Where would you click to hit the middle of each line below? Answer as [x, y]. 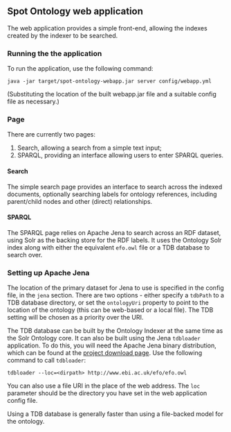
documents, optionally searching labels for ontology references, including [112, 194]
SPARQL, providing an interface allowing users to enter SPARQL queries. [120, 155]
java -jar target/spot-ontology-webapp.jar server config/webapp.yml [110, 81]
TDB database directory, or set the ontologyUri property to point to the [108, 303]
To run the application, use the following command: [80, 69]
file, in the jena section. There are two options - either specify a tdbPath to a [116, 295]
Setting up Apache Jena [48, 273]
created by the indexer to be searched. [63, 35]
